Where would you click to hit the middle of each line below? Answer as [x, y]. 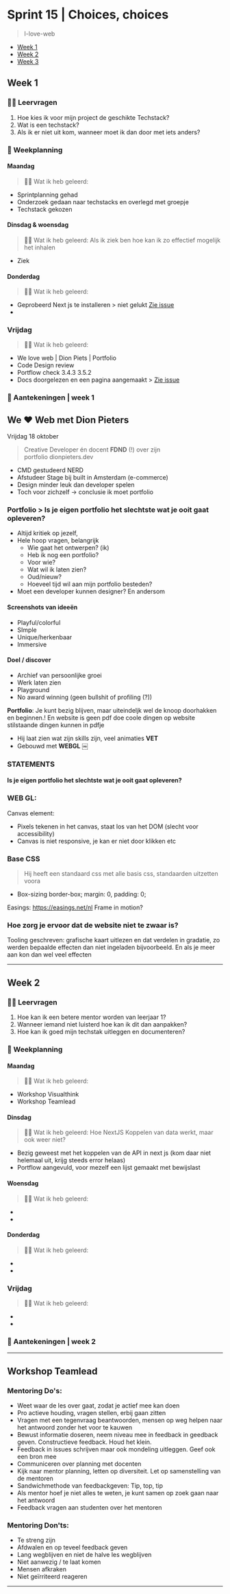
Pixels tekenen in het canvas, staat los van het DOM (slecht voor [107, 826]
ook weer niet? [45, 1140]
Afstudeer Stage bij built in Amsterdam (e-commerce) [93, 478]
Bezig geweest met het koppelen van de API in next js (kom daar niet [114, 1153]
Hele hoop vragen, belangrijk [58, 541]
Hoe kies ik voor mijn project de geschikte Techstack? [93, 117]
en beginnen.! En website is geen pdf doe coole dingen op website [101, 718]
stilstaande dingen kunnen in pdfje [56, 725]
